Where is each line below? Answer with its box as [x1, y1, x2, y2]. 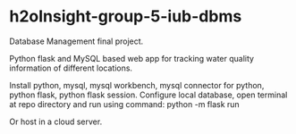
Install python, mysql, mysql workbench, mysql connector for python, [9, 80, 265, 90]
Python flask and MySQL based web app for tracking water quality [9, 53, 255, 63]
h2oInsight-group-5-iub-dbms [9, 6, 242, 27]
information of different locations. [9, 63, 132, 73]
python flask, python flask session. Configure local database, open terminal [9, 89, 288, 100]
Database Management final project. [9, 36, 144, 46]
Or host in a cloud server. [9, 116, 103, 127]
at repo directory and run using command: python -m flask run [9, 98, 240, 109]
